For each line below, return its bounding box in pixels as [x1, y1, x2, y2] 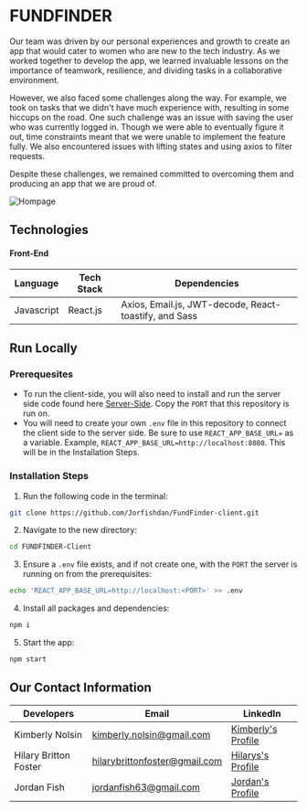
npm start [9, 655, 48, 664]
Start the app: [22, 637, 75, 648]
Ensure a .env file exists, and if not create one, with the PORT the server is [22, 559, 298, 570]
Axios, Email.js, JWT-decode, [121, 298, 249, 311]
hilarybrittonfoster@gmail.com [91, 754, 223, 767]
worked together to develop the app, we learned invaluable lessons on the [9, 55, 290, 66]
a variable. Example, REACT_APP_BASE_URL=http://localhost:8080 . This [22, 437, 286, 448]
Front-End [9, 248, 49, 259]
